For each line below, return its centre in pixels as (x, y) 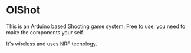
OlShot (23, 10)
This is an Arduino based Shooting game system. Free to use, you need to (96, 26)
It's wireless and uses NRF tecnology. (52, 44)
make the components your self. (45, 32)
